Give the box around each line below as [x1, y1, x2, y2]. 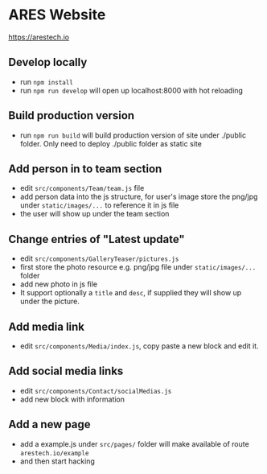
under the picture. [19, 296, 80, 307]
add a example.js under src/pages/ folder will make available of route [19, 439, 249, 448]
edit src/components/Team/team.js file [19, 183, 145, 193]
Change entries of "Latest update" [8, 232, 185, 246]
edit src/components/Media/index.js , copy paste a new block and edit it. [19, 341, 259, 351]
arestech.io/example [19, 449, 89, 457]
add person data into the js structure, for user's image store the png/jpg [19, 192, 258, 202]
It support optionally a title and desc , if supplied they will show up [19, 288, 242, 298]
